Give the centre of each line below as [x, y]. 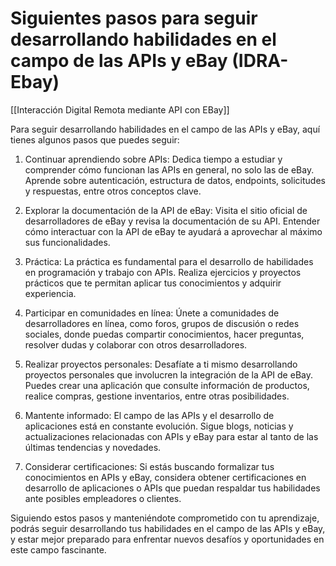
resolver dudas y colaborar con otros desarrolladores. [136, 344]
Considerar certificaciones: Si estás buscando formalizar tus [149, 466]
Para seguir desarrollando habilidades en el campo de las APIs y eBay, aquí [165, 129]
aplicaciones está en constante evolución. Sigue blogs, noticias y [159, 426]
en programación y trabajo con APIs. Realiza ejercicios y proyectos [163, 272]
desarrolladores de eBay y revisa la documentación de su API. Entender [172, 221]
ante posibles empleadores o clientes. [103, 498]
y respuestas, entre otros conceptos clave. [113, 191]
